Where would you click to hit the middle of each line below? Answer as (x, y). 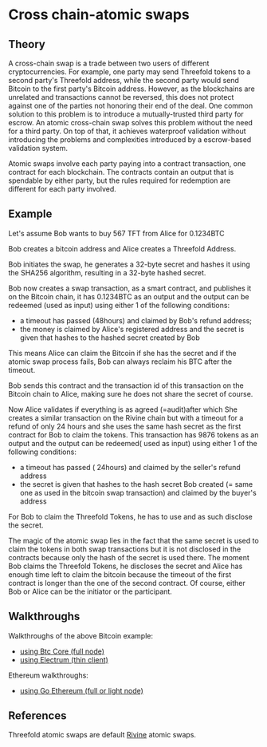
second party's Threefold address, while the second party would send (124, 80)
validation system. (38, 148)
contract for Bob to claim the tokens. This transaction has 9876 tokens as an (133, 435)
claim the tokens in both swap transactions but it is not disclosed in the (125, 549)
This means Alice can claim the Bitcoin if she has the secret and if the (122, 353)
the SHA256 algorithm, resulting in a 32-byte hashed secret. (107, 272)
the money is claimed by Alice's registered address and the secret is (132, 329)
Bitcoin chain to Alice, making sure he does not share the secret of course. (131, 393)
